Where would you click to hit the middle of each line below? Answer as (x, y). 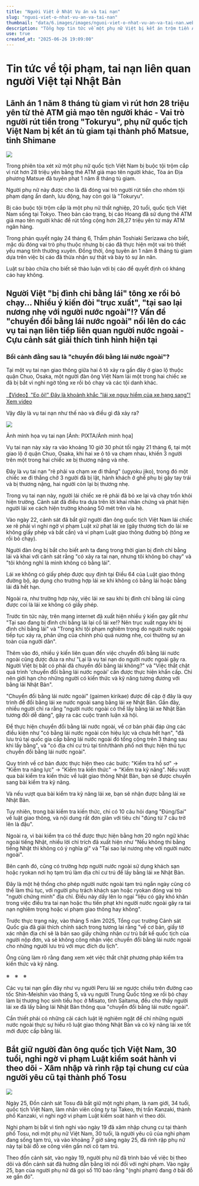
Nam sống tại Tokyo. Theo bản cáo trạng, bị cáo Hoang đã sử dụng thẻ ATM (99, 214)
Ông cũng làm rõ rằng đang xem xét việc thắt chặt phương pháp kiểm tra (95, 957)
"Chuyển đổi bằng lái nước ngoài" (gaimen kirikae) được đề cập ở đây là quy (99, 696)
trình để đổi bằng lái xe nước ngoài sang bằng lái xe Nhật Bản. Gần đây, (93, 702)
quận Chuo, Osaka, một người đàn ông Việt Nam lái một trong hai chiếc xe (96, 376)
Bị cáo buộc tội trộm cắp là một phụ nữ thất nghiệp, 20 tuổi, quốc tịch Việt (96, 208)
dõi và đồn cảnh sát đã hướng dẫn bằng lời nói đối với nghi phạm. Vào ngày (98, 1164)
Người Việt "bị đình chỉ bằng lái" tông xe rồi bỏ (93, 294)
